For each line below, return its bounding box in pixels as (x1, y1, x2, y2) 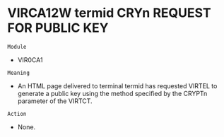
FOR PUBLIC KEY (7, 20, 109, 36)
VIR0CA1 (17, 55, 43, 64)
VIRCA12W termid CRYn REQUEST (7, 5, 211, 21)
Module (7, 43, 27, 50)
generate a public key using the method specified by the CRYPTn (17, 89, 208, 97)
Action (7, 110, 27, 117)
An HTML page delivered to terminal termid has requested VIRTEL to (17, 81, 218, 90)
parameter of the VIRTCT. (17, 97, 93, 105)
